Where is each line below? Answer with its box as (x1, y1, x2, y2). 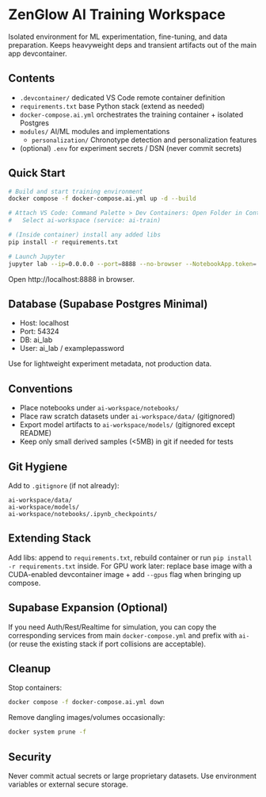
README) (19, 429, 52, 438)
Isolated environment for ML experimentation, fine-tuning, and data (8, 32, 228, 41)
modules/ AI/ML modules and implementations (19, 126, 170, 136)
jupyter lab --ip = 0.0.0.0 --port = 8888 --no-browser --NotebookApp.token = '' (8, 260, 264, 268)
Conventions (8, 382, 74, 395)
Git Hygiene (8, 460, 68, 473)
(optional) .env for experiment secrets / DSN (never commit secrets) (19, 143, 242, 152)
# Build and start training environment (8, 187, 144, 195)
